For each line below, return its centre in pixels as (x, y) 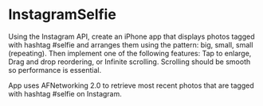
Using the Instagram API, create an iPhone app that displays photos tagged (131, 36)
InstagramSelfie (63, 15)
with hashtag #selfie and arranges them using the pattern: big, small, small (131, 44)
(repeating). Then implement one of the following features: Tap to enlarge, (130, 53)
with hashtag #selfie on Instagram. (65, 93)
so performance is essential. (55, 70)
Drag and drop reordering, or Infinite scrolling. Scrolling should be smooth (130, 62)
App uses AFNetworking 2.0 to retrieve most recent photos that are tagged (131, 85)
